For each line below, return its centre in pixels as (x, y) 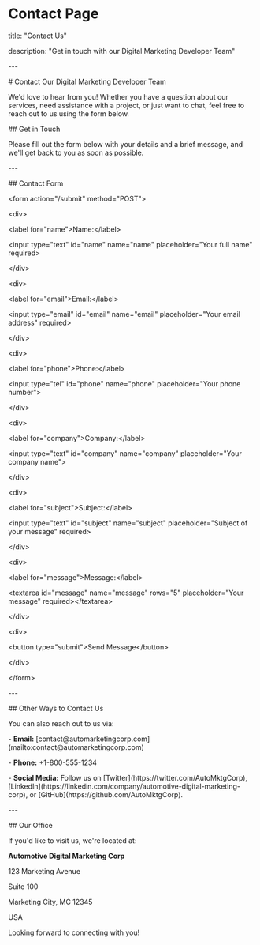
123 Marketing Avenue (45, 871)
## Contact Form (36, 183)
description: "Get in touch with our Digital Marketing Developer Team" (122, 51)
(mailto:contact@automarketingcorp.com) (76, 747)
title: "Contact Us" (37, 36)
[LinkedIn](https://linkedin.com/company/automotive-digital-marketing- (124, 786)
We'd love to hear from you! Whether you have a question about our (118, 96)
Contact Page (54, 14)
